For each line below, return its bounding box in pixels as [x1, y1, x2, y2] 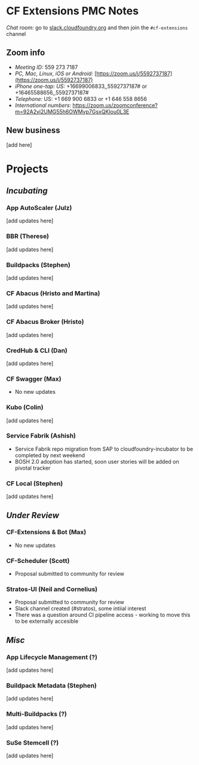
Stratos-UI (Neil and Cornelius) [6, 585, 97, 593]
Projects [6, 162, 49, 176]
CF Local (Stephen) [6, 479, 63, 488]
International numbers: [14, 102, 72, 109]
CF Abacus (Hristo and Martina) [6, 289, 100, 297]
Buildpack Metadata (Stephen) [6, 681, 97, 690]
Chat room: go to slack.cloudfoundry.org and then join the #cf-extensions [6, 24, 188, 31]
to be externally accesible [14, 617, 79, 625]
